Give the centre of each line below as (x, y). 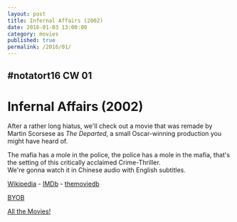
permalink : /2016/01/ (39, 47)
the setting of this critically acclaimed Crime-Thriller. (84, 163)
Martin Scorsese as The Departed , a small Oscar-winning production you (115, 134)
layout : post (27, 14)
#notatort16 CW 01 (50, 76)
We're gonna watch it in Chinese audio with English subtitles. (97, 170)
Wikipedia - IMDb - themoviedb (53, 184)
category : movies (33, 34)
